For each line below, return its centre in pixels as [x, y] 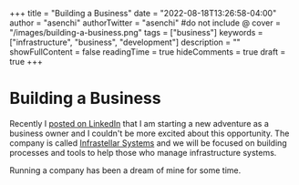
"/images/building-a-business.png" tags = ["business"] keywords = [136, 32]
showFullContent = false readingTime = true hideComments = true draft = [148, 52]
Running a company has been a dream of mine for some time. [125, 170]
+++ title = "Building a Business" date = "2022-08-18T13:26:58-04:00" [143, 13]
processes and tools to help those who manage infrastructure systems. [143, 152]
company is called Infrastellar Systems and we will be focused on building [148, 143]
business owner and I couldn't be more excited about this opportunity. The [149, 133]
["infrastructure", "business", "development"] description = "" [125, 42]
